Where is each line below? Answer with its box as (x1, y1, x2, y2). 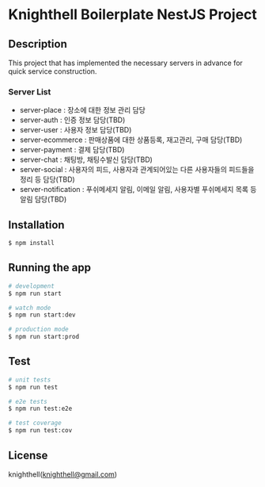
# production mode (8, 325, 69, 334)
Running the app (8, 261, 91, 274)
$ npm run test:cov (8, 427, 73, 435)
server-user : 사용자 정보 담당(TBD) (19, 125, 132, 135)
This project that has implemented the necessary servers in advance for (8, 58, 243, 67)
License (8, 448, 48, 462)
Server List (8, 86, 51, 97)
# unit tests (8, 375, 51, 384)
